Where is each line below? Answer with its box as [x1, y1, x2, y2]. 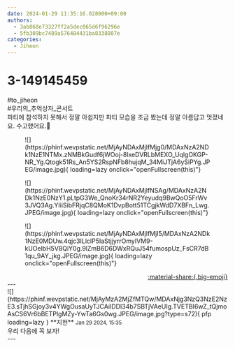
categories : [7, 36, 42, 43]
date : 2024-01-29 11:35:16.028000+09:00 [7, 10, 127, 17]
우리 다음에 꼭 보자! [7, 326, 59, 335]
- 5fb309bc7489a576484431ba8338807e [13, 29, 120, 37]
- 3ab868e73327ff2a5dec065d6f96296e [13, 23, 120, 30]
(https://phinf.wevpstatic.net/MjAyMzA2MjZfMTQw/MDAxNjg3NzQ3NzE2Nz [7, 295, 227, 303]
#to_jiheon [7, 96, 38, 104]
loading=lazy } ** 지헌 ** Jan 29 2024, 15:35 [7, 318, 122, 326]
